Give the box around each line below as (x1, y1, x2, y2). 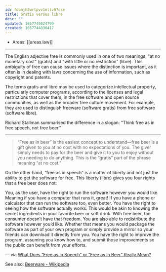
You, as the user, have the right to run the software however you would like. (5, 190, 159, 195)
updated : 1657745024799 (5, 21, 54, 26)
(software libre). (5, 110, 38, 116)
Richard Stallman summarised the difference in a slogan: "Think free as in (5, 119, 155, 126)
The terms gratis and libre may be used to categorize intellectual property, (5, 84, 157, 90)
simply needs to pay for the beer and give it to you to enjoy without (17, 150, 154, 155)
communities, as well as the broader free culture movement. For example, (5, 100, 155, 106)
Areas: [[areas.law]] (12, 39, 53, 45)
